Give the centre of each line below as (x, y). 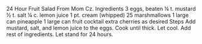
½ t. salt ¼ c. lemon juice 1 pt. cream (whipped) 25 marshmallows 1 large (98, 15)
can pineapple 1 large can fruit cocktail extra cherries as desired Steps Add (101, 21)
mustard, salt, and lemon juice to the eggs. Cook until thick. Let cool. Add (99, 28)
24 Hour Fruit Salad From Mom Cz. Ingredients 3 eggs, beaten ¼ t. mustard (101, 9)
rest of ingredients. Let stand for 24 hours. (60, 34)
